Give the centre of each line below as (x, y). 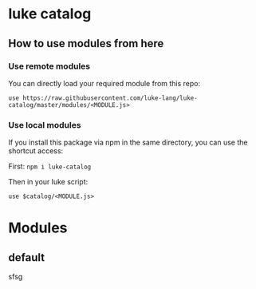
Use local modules (45, 125)
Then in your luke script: (48, 182)
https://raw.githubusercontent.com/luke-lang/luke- (110, 98)
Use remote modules (49, 66)
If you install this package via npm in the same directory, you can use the (128, 143)
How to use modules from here (86, 44)
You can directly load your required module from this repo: (104, 83)
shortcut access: (36, 151)
